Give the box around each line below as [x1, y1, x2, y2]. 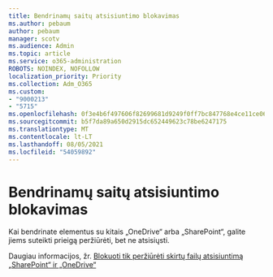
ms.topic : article [8, 50, 71, 58]
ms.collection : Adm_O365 [8, 80, 93, 88]
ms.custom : [8, 87, 45, 96]
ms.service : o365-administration [8, 58, 122, 66]
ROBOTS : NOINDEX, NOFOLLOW [8, 65, 100, 73]
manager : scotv [8, 34, 60, 43]
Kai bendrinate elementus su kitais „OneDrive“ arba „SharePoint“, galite [8, 227, 246, 236]
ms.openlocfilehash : [8, 110, 79, 119]
